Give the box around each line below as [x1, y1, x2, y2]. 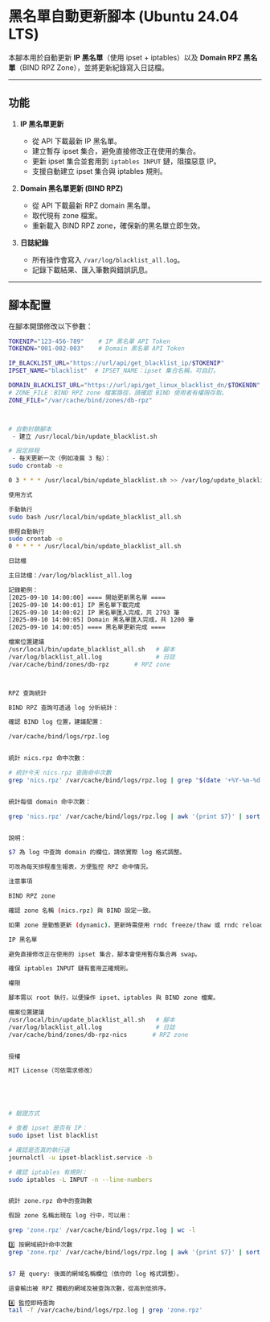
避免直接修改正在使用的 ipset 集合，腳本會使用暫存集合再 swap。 [8, 950, 202, 958]
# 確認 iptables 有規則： [8, 1168, 88, 1176]
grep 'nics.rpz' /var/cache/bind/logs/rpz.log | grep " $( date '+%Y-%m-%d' [8, 776, 264, 784]
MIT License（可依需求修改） [8, 1067, 96, 1075]
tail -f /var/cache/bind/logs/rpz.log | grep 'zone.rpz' [8, 1306, 203, 1315]
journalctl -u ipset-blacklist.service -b [8, 1153, 153, 1162]
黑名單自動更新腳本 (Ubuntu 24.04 [8, 7, 239, 26]
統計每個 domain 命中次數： [8, 798, 92, 806]
